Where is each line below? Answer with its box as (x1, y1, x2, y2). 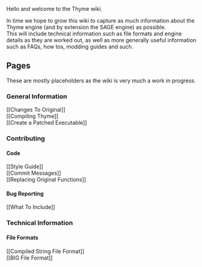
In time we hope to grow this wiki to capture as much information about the (6, 17, 195, 24)
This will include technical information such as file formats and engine (6, 30, 182, 37)
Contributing (6, 134, 45, 143)
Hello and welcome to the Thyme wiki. (6, 5, 103, 12)
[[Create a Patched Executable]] (6, 119, 87, 126)
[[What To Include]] (6, 203, 56, 211)
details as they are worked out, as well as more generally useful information (6, 37, 197, 43)
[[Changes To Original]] (6, 106, 66, 114)
